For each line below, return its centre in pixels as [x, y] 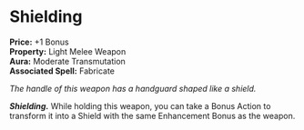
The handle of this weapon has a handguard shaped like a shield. [133, 88]
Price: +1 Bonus [40, 42]
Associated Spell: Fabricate [62, 71]
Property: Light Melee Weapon [68, 51]
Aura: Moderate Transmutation [67, 61]
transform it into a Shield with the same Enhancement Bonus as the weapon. [152, 115]
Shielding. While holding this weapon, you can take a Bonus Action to [140, 105]
